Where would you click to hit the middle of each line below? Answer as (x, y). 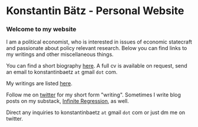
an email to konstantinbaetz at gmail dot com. (62, 72)
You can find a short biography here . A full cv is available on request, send (97, 66)
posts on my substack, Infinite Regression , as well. (68, 101)
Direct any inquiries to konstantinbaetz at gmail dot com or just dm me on (96, 112)
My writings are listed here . (39, 83)
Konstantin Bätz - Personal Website (95, 11)
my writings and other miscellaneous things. (60, 55)
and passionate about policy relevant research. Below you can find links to (97, 48)
